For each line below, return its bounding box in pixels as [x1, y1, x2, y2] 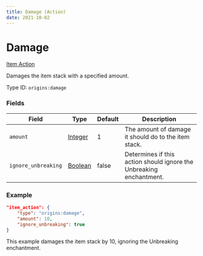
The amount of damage [124, 125, 192, 133]
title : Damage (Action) [6, 8, 66, 15]
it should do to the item [124, 133, 190, 141]
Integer [68, 133, 89, 141]
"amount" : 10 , [17, 215, 53, 222]
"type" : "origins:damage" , [17, 210, 85, 216]
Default [97, 114, 119, 123]
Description [141, 114, 176, 123]
